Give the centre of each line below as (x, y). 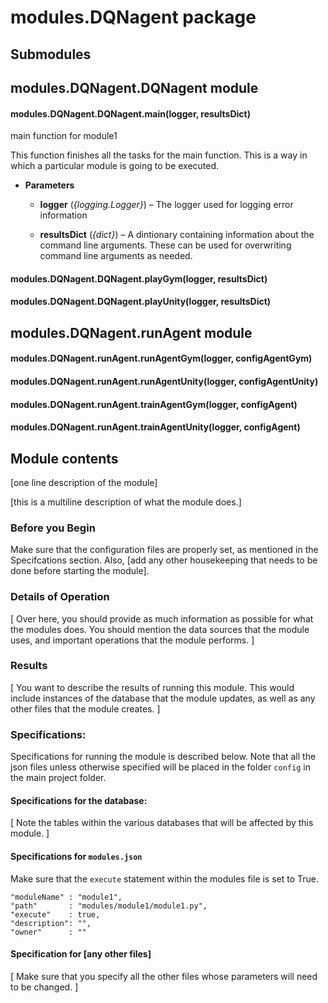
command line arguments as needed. (116, 256)
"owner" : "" (48, 932)
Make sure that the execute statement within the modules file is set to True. (165, 878)
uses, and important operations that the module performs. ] (132, 640)
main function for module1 (64, 136)
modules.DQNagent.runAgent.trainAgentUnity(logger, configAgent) (155, 427)
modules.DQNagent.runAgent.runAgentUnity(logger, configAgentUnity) (164, 381)
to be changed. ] (44, 987)
